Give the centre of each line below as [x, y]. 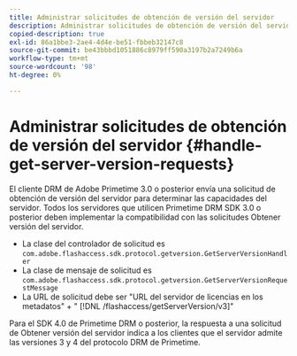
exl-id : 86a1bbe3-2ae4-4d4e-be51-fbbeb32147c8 [96, 42]
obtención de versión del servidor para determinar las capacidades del [138, 198]
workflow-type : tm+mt [49, 58]
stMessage [40, 288]
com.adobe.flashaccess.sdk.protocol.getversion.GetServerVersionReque [155, 280]
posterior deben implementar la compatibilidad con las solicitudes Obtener [145, 217]
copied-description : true [57, 34]
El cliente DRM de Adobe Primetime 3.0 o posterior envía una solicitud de [142, 189]
